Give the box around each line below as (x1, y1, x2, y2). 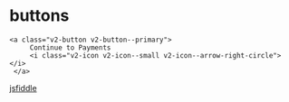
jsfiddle (9, 82, 38, 93)
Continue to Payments (29, 42, 111, 52)
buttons (9, 5, 70, 26)
